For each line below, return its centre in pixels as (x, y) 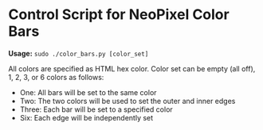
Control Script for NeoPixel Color (119, 15)
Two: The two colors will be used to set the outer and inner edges (128, 101)
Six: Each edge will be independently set (86, 117)
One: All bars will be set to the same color (88, 92)
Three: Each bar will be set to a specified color (96, 109)
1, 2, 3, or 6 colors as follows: (56, 77)
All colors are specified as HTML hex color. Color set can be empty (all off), (132, 68)
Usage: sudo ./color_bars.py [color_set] (79, 53)
